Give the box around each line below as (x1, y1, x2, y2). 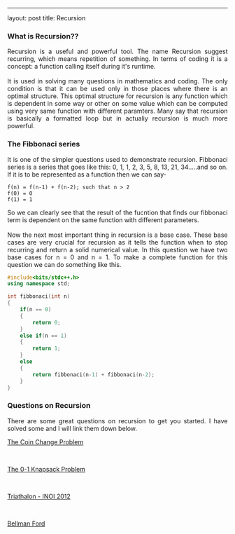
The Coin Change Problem (7, 437, 84, 446)
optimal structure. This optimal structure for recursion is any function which (7, 92, 228, 100)
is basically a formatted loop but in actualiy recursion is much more (7, 114, 228, 123)
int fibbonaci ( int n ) (7, 293, 71, 300)
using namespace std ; (7, 280, 71, 287)
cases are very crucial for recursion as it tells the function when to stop (7, 238, 228, 246)
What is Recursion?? (7, 31, 79, 41)
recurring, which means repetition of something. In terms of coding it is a (7, 55, 228, 63)
